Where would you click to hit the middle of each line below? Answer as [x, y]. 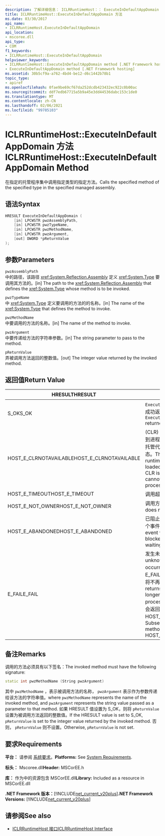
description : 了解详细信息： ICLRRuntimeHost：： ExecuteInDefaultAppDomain [82, 10]
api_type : [15, 42]
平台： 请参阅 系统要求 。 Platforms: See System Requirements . [69, 757]
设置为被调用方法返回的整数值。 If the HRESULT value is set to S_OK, [74, 715]
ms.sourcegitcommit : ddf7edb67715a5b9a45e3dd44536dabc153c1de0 [71, 92]
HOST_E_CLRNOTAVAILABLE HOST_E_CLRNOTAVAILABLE [74, 458]
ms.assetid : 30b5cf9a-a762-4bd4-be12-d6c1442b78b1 [58, 74]
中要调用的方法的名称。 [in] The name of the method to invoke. [68, 323]
